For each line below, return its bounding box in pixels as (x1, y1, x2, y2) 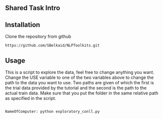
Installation (5, 21, 40, 29)
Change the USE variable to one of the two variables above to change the (5, 74, 154, 80)
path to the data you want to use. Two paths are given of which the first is (5, 80, 154, 86)
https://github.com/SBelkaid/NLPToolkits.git (5, 43, 100, 48)
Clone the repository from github (5, 34, 71, 40)
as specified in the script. (5, 95, 56, 101)
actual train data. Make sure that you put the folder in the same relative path (5, 90, 159, 96)
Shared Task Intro (5, 4, 60, 12)
